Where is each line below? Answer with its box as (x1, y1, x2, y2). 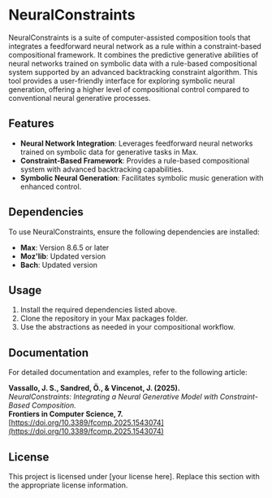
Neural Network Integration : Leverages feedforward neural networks (19, 138, 253, 148)
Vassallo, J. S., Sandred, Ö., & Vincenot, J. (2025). (8, 383, 180, 393)
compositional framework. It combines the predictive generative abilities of (8, 50, 259, 59)
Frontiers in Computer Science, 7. (8, 409, 123, 419)
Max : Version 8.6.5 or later (19, 242, 110, 252)
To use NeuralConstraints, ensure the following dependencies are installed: (8, 226, 260, 237)
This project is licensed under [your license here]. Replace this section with (8, 472, 260, 481)
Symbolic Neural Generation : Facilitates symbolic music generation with (19, 173, 264, 182)
